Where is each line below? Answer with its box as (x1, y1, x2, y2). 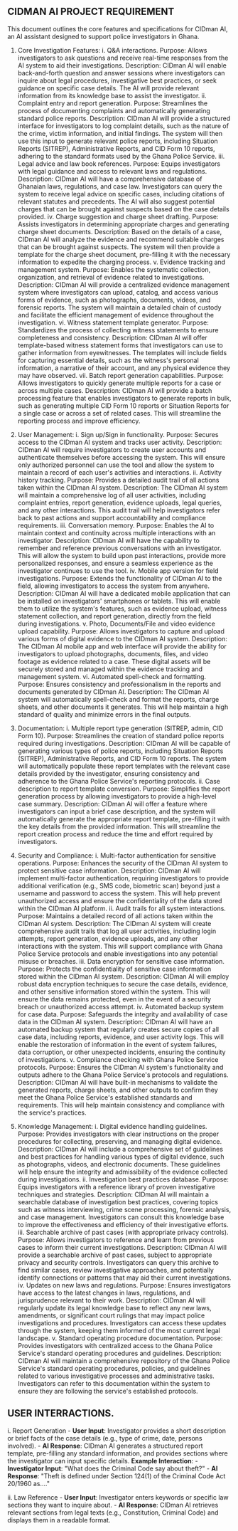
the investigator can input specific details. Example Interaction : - (7, 1456, 198, 1465)
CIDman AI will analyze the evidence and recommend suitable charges (17, 235, 225, 243)
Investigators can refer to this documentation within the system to (17, 1379, 211, 1387)
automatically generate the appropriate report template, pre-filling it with (17, 814, 230, 823)
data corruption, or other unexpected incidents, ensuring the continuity (17, 1048, 226, 1056)
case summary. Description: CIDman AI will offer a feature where (17, 799, 208, 808)
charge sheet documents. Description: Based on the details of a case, (17, 227, 222, 236)
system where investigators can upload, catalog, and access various (17, 288, 219, 296)
